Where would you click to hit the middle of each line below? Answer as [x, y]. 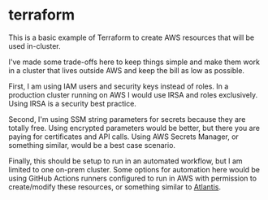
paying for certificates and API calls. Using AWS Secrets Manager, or [124, 137]
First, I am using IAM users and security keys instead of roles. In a [119, 86]
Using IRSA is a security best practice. [72, 103]
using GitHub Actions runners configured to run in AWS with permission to [133, 178]
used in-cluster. [35, 46]
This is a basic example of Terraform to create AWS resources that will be [132, 37]
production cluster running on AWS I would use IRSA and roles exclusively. [133, 94]
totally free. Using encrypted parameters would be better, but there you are [134, 128]
